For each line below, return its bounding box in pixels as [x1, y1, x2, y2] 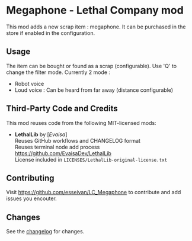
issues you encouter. [6, 195, 57, 202]
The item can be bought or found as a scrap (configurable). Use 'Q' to [6, 62, 177, 69]
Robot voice [14, 80, 44, 87]
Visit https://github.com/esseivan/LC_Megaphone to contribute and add [6, 189, 181, 196]
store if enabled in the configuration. [6, 29, 95, 36]
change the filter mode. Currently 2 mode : [6, 69, 111, 76]
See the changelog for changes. [6, 228, 85, 235]
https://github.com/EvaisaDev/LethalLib [14, 149, 111, 157]
